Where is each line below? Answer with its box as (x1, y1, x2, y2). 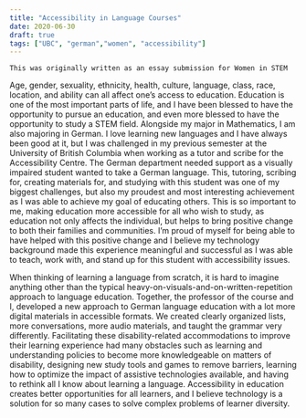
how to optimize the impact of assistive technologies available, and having (9, 369, 290, 380)
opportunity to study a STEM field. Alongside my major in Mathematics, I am (9, 119, 296, 130)
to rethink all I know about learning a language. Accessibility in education (9, 379, 285, 390)
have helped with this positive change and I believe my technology (9, 235, 260, 246)
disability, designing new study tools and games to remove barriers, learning (9, 360, 297, 371)
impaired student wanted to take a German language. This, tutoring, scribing (9, 167, 297, 178)
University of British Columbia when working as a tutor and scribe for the (9, 148, 284, 159)
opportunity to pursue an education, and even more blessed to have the (9, 109, 280, 120)
